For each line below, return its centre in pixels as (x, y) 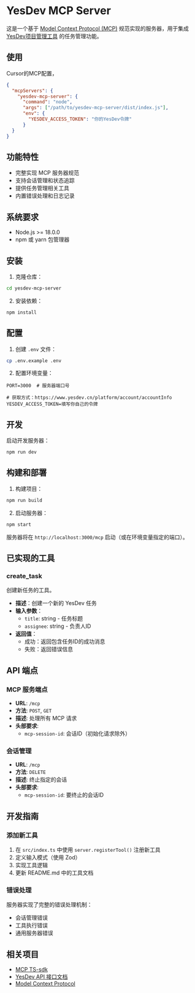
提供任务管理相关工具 (42, 188)
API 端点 (22, 670)
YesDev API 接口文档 (41, 977)
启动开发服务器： (28, 441)
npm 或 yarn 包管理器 (42, 239)
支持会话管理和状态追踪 (45, 180)
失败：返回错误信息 (49, 649)
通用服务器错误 (34, 933)
